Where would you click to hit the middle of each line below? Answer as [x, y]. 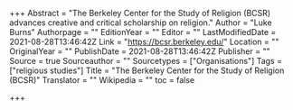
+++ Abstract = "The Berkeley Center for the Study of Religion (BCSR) [140, 13]
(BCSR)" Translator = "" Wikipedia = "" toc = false [102, 80]
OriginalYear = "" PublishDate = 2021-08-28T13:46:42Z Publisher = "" [140, 51]
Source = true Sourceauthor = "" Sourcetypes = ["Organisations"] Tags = [146, 61]
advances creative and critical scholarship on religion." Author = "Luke [141, 23]
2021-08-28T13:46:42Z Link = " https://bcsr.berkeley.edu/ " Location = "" [144, 41]
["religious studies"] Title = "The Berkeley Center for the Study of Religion [147, 70]
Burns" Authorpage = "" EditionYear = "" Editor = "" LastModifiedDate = [143, 32]
